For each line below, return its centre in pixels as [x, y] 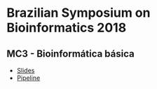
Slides [26, 70]
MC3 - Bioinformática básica [70, 54]
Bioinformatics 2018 [67, 28]
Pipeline [28, 78]
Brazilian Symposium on [78, 13]
